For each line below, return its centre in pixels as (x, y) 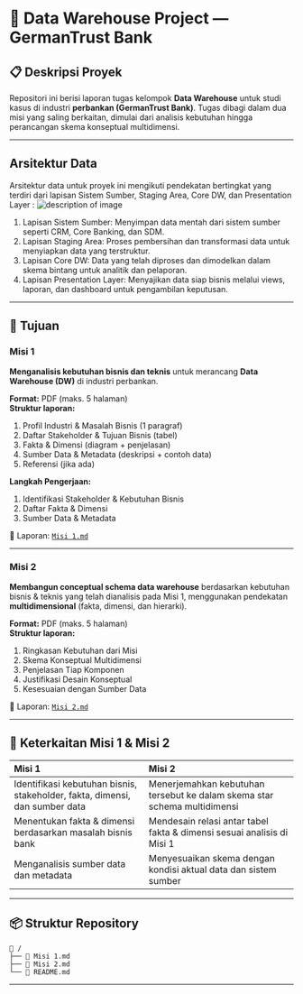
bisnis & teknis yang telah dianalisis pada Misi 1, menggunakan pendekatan (149, 596)
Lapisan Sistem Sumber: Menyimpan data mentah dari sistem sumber (151, 222)
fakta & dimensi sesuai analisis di (218, 832)
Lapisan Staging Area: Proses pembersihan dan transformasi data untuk (156, 241)
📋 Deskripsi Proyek (66, 72)
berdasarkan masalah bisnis (73, 832)
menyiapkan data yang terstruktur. (86, 251)
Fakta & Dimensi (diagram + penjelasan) (96, 445)
